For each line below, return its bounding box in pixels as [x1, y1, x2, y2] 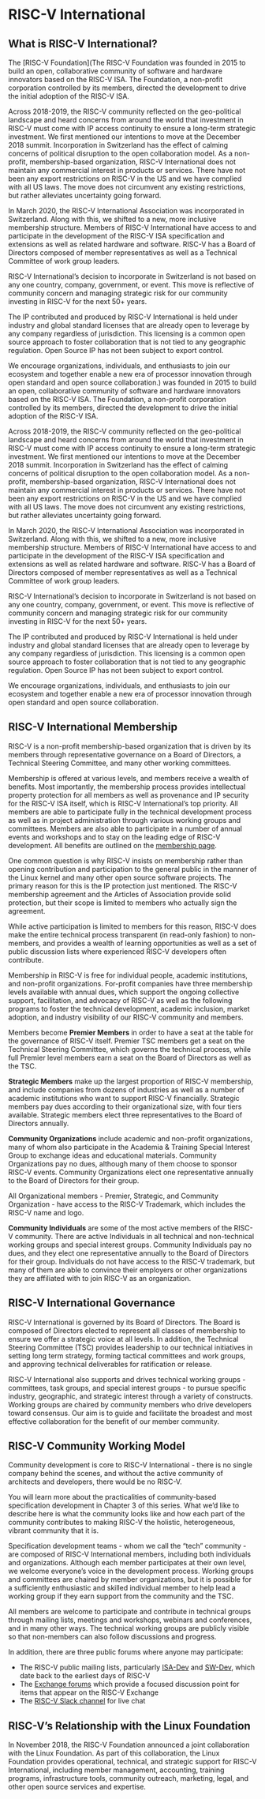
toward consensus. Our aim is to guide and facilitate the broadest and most [8, 1408, 252, 1418]
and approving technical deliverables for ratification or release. [8, 1359, 213, 1369]
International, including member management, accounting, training [8, 1765, 225, 1775]
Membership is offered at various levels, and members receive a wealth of [8, 773, 249, 783]
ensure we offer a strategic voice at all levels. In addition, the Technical [8, 1334, 239, 1343]
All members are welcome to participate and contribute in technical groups [8, 1607, 252, 1617]
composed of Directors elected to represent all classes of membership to [8, 1325, 246, 1335]
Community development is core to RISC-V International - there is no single [8, 1460, 252, 1470]
